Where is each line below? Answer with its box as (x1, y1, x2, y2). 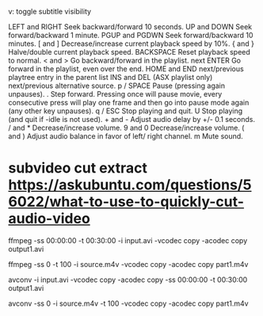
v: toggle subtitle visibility (8, 7, 92, 16)
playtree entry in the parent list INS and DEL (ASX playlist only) (8, 73, 213, 82)
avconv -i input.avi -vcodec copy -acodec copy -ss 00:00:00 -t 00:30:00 (8, 275, 248, 284)
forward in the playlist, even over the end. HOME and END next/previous (8, 64, 244, 74)
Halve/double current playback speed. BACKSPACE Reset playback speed (8, 48, 251, 56)
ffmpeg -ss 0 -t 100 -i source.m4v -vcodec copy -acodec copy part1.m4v (8, 259, 249, 268)
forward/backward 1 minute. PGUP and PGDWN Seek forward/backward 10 (8, 31, 253, 40)
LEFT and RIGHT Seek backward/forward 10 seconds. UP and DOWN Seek (8, 22, 253, 31)
